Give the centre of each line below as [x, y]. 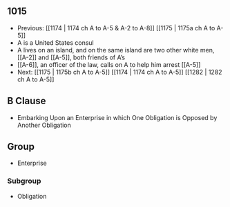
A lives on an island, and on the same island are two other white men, [116, 50]
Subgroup [24, 181]
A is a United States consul [56, 42]
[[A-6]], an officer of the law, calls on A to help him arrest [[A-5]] [109, 64]
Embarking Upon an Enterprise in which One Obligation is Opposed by [117, 117]
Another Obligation [44, 125]
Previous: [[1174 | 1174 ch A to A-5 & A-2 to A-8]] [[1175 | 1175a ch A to [116, 28]
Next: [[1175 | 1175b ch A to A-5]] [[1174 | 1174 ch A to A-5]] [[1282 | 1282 [119, 72]
